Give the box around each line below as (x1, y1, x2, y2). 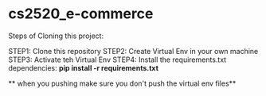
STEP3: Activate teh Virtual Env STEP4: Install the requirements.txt (8, 55, 227, 64)
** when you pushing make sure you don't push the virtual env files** (8, 79, 237, 88)
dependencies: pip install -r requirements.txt (8, 63, 159, 72)
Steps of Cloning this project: (8, 31, 104, 40)
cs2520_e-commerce (8, 5, 154, 23)
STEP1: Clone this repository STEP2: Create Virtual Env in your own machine (8, 46, 259, 56)
